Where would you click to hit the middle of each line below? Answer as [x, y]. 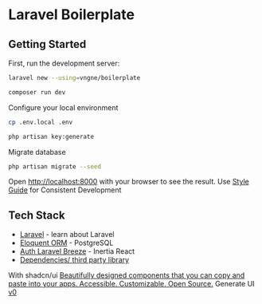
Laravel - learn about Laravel [67, 235]
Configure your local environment [63, 107]
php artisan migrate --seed [55, 166]
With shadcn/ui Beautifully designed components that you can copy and [127, 275]
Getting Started [47, 44]
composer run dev [37, 92]
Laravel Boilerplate [72, 15]
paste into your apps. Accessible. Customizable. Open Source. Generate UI [131, 284]
